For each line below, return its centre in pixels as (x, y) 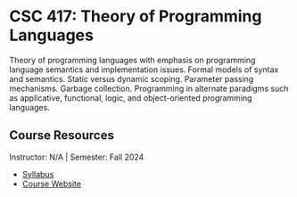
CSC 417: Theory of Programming (136, 16)
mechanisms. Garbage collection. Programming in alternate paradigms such (149, 88)
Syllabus (38, 174)
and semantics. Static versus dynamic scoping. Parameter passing (132, 78)
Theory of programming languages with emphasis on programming (132, 60)
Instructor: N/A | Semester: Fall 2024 (77, 157)
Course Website (52, 184)
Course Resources (62, 135)
